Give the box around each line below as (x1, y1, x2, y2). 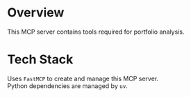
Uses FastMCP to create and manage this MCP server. (7, 74, 159, 83)
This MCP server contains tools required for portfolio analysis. (7, 28, 185, 36)
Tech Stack (7, 52, 74, 67)
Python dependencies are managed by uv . (7, 81, 128, 90)
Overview (7, 5, 65, 21)
